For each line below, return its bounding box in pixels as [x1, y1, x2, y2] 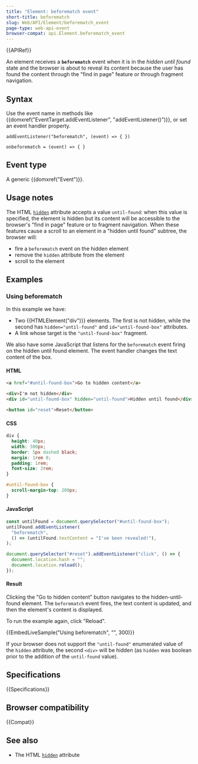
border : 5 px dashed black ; [11, 449, 78, 455]
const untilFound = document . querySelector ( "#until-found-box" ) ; [6, 519, 170, 524]
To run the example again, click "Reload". [6, 618, 106, 625]
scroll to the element [14, 257, 65, 264]
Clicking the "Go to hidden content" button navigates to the [6, 594, 150, 601]
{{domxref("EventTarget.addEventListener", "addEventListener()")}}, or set [6, 116, 187, 123]
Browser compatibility [6, 703, 90, 713]
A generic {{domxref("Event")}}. [6, 175, 84, 183]
